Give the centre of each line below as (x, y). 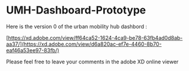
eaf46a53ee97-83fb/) (33, 50)
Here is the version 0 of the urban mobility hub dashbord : (77, 26)
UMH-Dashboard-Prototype (76, 10)
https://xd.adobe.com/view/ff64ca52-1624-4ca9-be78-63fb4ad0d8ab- (95, 38)
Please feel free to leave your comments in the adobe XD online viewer (92, 62)
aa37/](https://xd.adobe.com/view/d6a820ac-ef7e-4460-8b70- (84, 44)
